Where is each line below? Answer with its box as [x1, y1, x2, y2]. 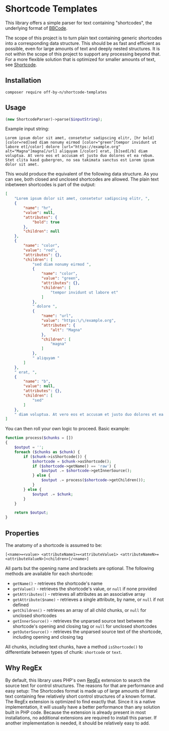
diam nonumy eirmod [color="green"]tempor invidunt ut [39, 140, 157, 145]
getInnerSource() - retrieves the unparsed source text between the [12, 618, 152, 624]
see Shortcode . [5, 62, 37, 68]
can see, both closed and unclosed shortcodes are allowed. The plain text [5, 176, 159, 182]
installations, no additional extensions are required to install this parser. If [5, 714, 157, 720]
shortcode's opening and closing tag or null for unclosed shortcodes [12, 624, 157, 629]
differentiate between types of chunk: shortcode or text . [5, 649, 123, 655]
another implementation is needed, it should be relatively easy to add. [5, 720, 150, 726]
